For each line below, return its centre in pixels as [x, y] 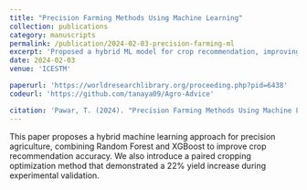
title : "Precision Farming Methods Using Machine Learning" [127, 18]
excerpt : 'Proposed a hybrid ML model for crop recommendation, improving [155, 52]
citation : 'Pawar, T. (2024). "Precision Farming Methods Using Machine [151, 111]
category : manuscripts [53, 35]
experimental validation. [55, 175]
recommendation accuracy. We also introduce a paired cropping [130, 155]
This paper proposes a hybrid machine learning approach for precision [143, 136]
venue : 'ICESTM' [40, 69]
